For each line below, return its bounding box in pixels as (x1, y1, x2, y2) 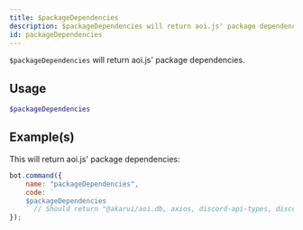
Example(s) (9, 130, 75, 145)
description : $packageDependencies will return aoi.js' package (9, 22, 256, 31)
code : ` (25, 188, 54, 197)
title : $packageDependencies (9, 13, 119, 23)
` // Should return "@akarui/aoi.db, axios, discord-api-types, (25, 205, 272, 214)
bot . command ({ (9, 170, 63, 180)
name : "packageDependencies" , (25, 179, 140, 189)
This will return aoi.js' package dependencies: (9, 153, 180, 164)
